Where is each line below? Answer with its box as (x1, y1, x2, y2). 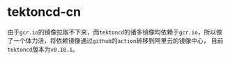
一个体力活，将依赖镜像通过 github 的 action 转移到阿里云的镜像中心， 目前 (13, 36, 224, 45)
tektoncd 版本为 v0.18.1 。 (7, 45, 79, 53)
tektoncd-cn (7, 4, 82, 20)
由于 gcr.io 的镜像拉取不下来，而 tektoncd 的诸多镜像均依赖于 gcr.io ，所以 (7, 28, 217, 36)
